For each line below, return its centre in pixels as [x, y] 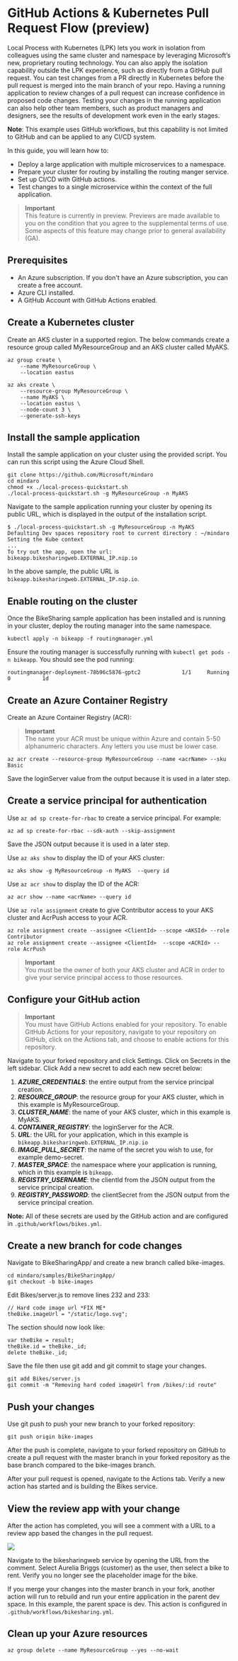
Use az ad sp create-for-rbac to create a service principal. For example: [114, 818]
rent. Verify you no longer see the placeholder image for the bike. [103, 1575]
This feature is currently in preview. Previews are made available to [122, 215]
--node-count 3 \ [46, 410]
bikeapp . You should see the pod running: [74, 660]
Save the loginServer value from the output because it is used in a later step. [119, 778]
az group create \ [34, 360]
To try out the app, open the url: [60, 552]
